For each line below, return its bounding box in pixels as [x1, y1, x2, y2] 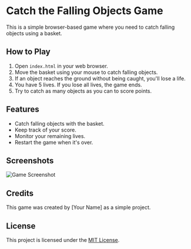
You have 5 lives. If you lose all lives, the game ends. [14, 81, 142, 88]
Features [6, 105, 39, 115]
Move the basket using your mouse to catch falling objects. [14, 69, 158, 76]
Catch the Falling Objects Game [6, 4, 163, 18]
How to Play [6, 47, 51, 57]
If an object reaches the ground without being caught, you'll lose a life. [14, 75, 186, 82]
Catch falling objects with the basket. [14, 120, 105, 127]
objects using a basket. [6, 29, 63, 36]
